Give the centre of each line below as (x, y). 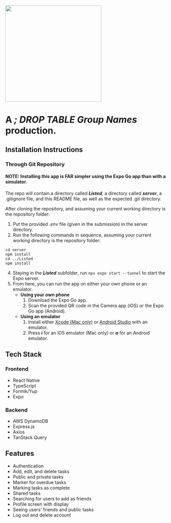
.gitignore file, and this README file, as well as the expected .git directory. (83, 199)
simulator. (16, 182)
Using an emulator (40, 316)
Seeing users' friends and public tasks (53, 509)
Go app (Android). (47, 311)
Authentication (28, 466)
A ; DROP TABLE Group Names (71, 120)
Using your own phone (45, 295)
